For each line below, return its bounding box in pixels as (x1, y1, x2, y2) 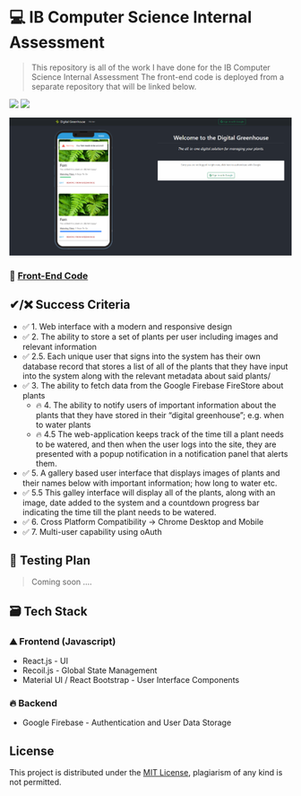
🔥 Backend (9, 696, 58, 709)
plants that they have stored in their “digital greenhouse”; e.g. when (35, 409, 285, 420)
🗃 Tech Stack (9, 603, 88, 619)
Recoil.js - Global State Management (21, 665, 158, 676)
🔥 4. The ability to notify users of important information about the (35, 399, 277, 410)
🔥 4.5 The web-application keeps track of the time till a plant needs (35, 428, 284, 440)
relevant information (21, 341, 97, 352)
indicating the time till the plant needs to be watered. (21, 506, 217, 517)
